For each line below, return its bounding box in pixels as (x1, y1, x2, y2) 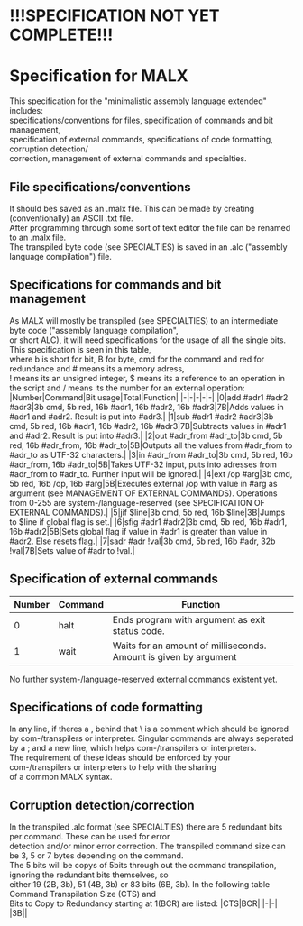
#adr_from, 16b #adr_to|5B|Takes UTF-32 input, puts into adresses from (9, 459, 278, 470)
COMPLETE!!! (9, 24, 114, 45)
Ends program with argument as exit (112, 613, 266, 626)
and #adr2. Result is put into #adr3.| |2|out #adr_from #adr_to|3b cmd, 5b (9, 430, 283, 441)
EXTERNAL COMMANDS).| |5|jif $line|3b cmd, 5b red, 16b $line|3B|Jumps (9, 507, 286, 518)
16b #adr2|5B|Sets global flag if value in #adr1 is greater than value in (9, 526, 268, 536)
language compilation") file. (9, 251, 113, 261)
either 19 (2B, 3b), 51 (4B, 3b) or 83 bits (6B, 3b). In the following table (9, 879, 271, 890)
